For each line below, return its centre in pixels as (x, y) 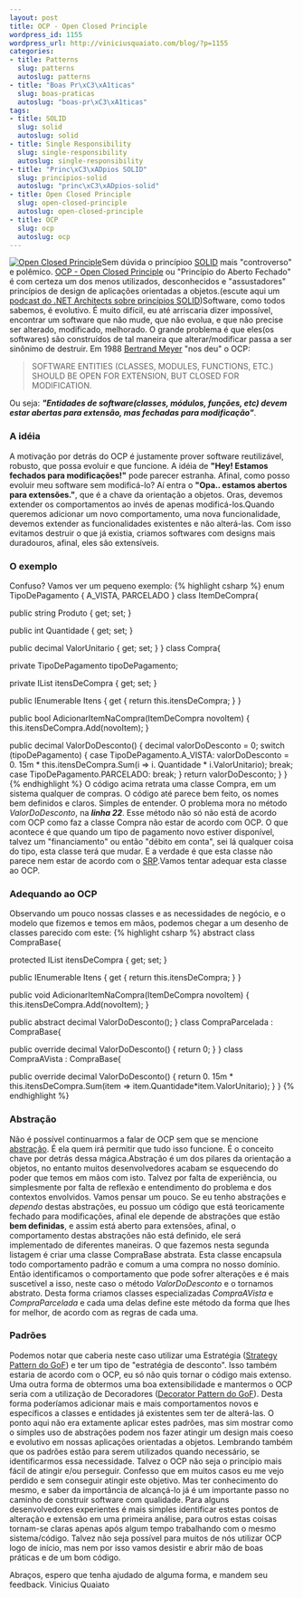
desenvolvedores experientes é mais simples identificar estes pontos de (144, 1509)
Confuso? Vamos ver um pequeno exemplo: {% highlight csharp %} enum (147, 586)
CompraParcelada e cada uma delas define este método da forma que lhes (150, 1302)
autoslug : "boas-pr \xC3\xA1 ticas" (82, 102)
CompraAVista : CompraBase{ (66, 1059)
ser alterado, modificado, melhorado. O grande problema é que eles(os (142, 330)
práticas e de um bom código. (65, 1557)
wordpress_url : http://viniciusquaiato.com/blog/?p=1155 (119, 43)
